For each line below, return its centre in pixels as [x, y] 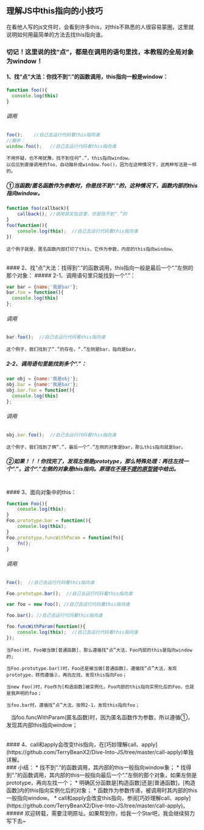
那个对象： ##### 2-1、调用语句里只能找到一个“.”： [71, 275]
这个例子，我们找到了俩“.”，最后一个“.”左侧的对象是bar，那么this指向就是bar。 [96, 447]
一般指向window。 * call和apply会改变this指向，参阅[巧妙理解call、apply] [99, 798]
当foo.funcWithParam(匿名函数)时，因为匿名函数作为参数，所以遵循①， [102, 717]
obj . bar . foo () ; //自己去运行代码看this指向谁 [62, 435]
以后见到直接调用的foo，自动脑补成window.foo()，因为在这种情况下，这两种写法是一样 [101, 165]
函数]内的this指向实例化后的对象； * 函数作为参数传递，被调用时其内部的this [102, 790]
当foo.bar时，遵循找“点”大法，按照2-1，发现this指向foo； [73, 705]
